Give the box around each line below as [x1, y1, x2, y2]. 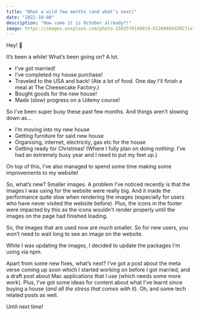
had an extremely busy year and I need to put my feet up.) [14, 152, 158, 159]
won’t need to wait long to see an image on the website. [6, 230, 143, 237]
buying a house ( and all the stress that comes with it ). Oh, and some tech [6, 285, 186, 292]
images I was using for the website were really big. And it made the [6, 187, 171, 194]
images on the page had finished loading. [6, 212, 108, 220]
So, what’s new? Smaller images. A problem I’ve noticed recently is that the [6, 181, 190, 188]
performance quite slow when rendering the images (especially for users [6, 193, 185, 200]
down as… [6, 115, 32, 122]
